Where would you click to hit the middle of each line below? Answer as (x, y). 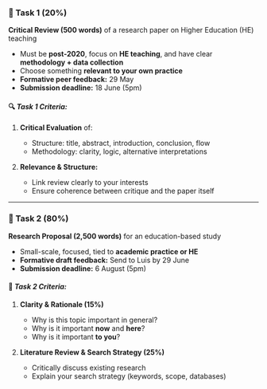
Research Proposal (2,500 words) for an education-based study (114, 236)
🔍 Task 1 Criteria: (38, 106)
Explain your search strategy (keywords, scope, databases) (129, 376)
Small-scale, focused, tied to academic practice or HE (109, 251)
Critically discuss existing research (89, 367)
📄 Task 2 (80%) (39, 218)
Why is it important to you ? (76, 337)
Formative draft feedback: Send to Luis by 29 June (104, 260)
